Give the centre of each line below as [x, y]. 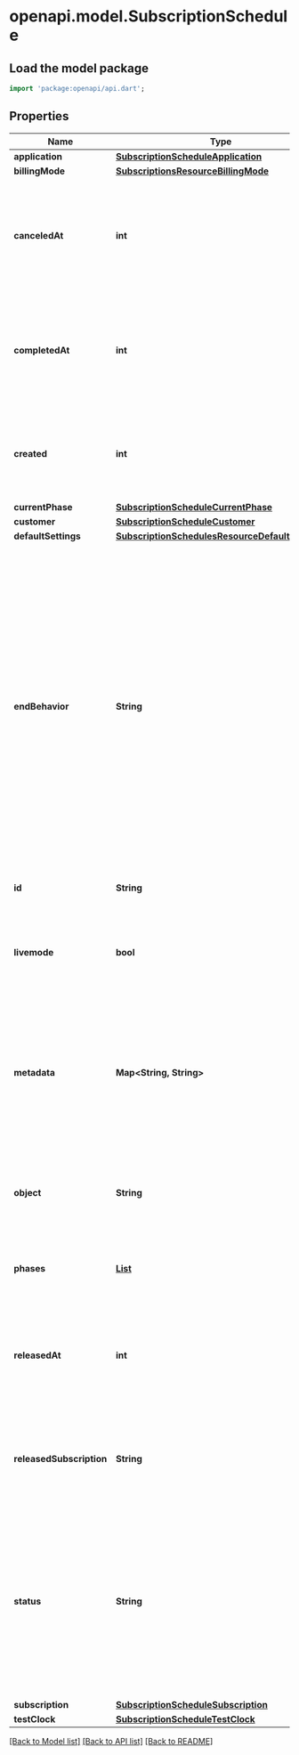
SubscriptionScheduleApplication [189, 156]
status [28, 1601]
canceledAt [39, 235]
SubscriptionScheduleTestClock [185, 1718]
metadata [34, 1072]
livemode [34, 952]
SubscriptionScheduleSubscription [192, 1704]
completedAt [42, 350]
